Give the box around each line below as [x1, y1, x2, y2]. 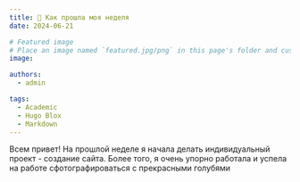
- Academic [17, 103, 58, 112]
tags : [9, 95, 29, 103]
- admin [17, 79, 46, 87]
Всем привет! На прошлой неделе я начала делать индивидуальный [9, 144, 271, 154]
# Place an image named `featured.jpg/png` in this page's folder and [9, 45, 278, 54]
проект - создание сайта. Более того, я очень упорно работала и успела [9, 153, 287, 164]
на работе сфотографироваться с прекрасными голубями [9, 162, 230, 174]
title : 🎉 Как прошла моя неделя [9, 12, 129, 22]
